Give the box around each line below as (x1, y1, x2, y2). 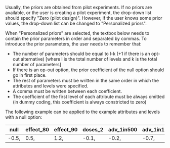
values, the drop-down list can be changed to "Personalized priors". (5, 20, 147, 26)
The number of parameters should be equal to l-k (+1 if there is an (12, 51, 150, 57)
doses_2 (82, 126, 104, 133)
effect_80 (25, 126, 50, 133)
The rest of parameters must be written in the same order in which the (12, 78, 159, 83)
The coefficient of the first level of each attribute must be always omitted (12, 93, 165, 100)
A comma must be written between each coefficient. (12, 88, 122, 94)
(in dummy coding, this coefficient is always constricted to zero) (12, 99, 147, 105)
